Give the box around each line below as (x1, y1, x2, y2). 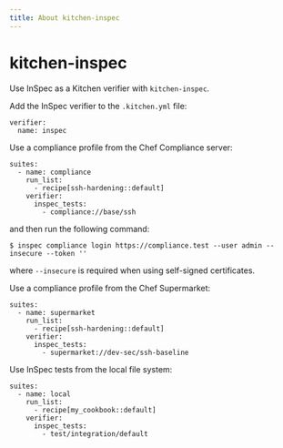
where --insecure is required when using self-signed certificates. (9, 265, 256, 276)
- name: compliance (17, 168, 92, 177)
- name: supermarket (17, 308, 96, 317)
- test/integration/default (42, 429, 148, 438)
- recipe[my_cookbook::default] (33, 405, 157, 414)
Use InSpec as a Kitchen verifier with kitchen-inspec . (9, 83, 210, 94)
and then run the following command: (9, 223, 150, 234)
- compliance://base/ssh (42, 207, 136, 217)
